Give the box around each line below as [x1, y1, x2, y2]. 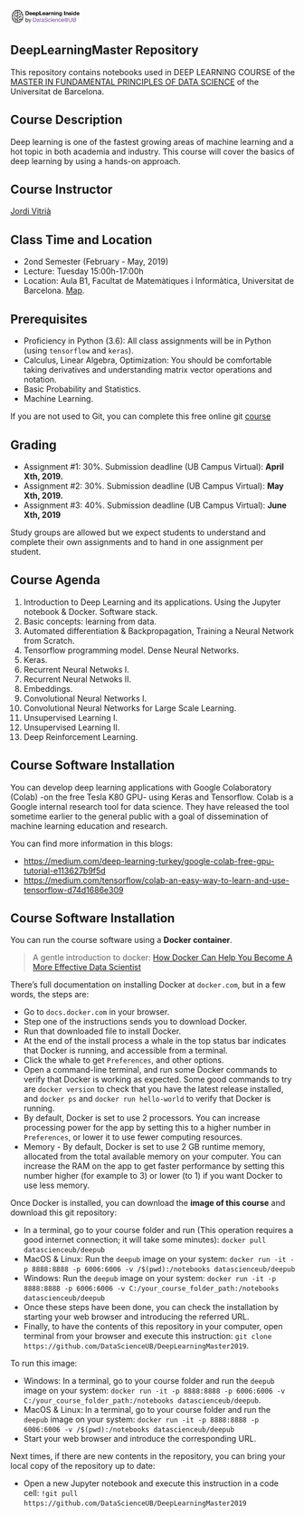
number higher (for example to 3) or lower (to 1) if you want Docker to [23, 1171, 283, 1182]
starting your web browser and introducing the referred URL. [23, 1311, 250, 1322]
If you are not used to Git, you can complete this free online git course [10, 411, 271, 422]
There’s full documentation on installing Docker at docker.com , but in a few [10, 979, 286, 990]
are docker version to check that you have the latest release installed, [23, 1084, 284, 1094]
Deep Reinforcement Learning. [23, 731, 138, 742]
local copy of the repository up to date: [10, 1461, 156, 1472]
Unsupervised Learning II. [23, 722, 120, 733]
